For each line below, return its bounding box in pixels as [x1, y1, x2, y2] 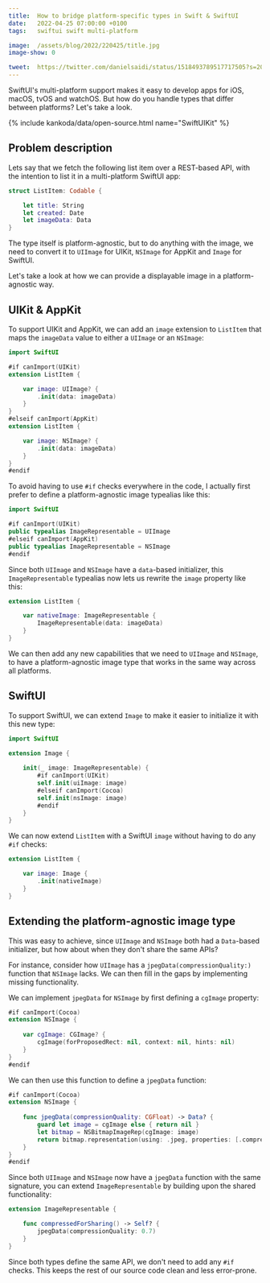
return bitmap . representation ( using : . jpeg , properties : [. [37, 1136, 243, 1144]
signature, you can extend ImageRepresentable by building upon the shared [8, 1181, 256, 1191]
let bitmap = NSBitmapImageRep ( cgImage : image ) [37, 1128, 199, 1136]
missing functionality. [8, 977, 79, 987]
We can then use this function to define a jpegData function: [8, 1075, 207, 1085]
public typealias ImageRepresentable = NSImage [8, 542, 171, 551]
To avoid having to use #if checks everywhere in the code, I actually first [8, 481, 251, 491]
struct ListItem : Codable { [8, 187, 103, 195]
